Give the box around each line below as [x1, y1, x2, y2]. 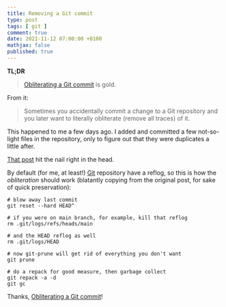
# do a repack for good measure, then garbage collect [7, 268, 167, 275]
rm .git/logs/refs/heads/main [7, 220, 94, 227]
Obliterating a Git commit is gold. [23, 80, 117, 88]
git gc [7, 280, 26, 287]
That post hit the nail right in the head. [7, 155, 115, 163]
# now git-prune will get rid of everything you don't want [7, 250, 182, 257]
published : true [7, 49, 53, 56]
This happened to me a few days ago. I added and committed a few [7, 127, 197, 136]
